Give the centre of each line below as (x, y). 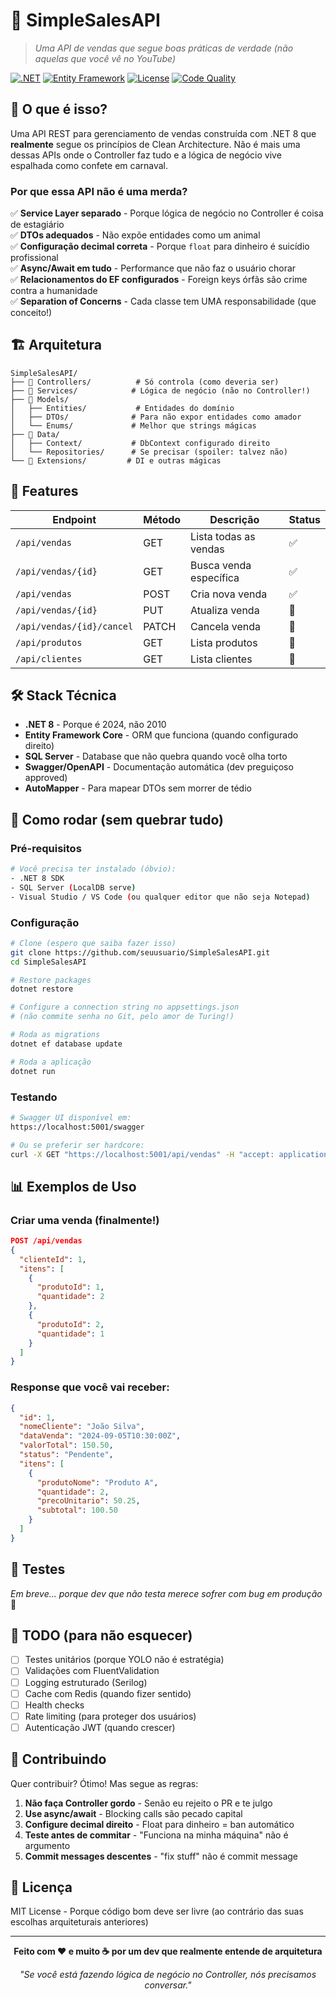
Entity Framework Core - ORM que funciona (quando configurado (161, 735)
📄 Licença (41, 1887)
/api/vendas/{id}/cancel (74, 626)
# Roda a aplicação (51, 1062)
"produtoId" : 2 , (70, 1324)
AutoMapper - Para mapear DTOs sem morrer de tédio (138, 788)
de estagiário (37, 225)
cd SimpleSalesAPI (48, 962)
